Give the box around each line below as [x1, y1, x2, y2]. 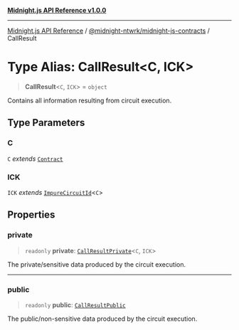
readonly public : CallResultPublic [24, 300, 126, 309]
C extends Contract [7, 154, 63, 163]
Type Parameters [7, 117, 85, 129]
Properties [7, 209, 55, 221]
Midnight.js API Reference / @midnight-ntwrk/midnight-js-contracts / [7, 26, 210, 35]
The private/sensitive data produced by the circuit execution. [7, 260, 186, 269]
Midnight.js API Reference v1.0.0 [7, 6, 107, 14]
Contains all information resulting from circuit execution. [7, 96, 172, 105]
